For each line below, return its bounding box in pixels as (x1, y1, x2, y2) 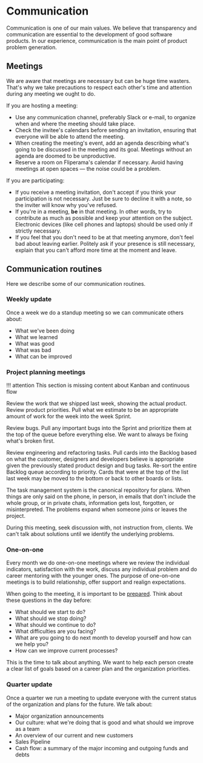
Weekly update (6, 295, 52, 303)
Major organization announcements (15, 712, 104, 719)
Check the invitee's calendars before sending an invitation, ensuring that (15, 126, 197, 134)
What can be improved (15, 352, 72, 360)
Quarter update (6, 680, 53, 689)
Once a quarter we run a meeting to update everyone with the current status (6, 694, 197, 701)
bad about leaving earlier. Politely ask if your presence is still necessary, (15, 240, 196, 247)
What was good (15, 340, 55, 347)
